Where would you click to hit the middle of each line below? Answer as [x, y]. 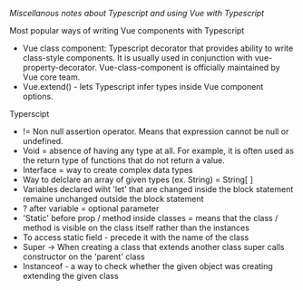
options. [38, 96]
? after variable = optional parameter [91, 208]
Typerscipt [29, 114]
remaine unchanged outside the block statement [113, 199]
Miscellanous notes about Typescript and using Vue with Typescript [137, 13]
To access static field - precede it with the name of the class [136, 237]
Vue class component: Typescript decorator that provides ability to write [158, 48]
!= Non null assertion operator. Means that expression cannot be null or [156, 131]
